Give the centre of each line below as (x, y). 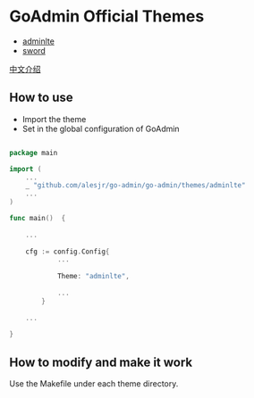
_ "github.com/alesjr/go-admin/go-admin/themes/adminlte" (135, 186)
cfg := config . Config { (68, 252)
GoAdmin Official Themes (107, 17)
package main (34, 153)
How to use (41, 98)
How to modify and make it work (101, 362)
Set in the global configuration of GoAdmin (101, 129)
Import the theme (54, 119)
